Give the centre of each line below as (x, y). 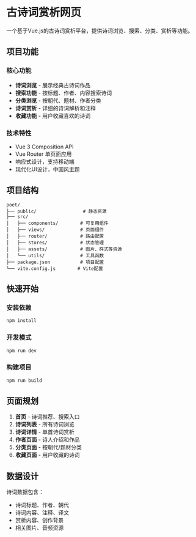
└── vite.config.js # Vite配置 (55, 268)
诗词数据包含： (25, 492)
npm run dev (21, 351)
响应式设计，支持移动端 (45, 161)
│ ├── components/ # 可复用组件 (57, 223)
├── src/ (17, 217)
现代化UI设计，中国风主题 (47, 169)
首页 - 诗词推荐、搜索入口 (48, 417)
